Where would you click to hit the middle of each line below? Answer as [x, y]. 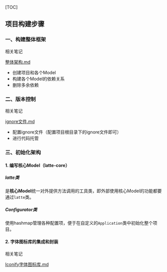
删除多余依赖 [25, 85]
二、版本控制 [21, 99]
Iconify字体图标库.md [27, 264]
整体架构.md [18, 62]
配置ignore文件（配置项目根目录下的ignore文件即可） [67, 132]
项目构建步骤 [25, 24]
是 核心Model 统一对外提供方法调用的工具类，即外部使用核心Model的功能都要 [83, 191]
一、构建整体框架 [26, 39]
